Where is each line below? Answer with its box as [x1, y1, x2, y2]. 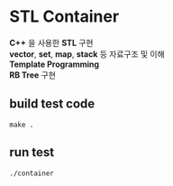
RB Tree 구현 [9, 70, 57, 80]
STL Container [9, 6, 120, 27]
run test [9, 144, 55, 160]
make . [9, 120, 34, 129]
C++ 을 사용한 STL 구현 [9, 37, 94, 48]
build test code [9, 97, 96, 112]
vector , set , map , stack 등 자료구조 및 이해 [9, 48, 165, 60]
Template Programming [9, 59, 100, 70]
